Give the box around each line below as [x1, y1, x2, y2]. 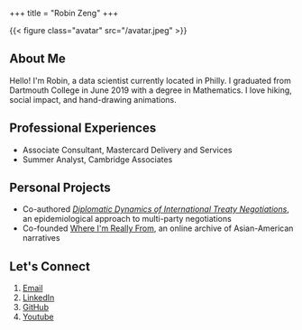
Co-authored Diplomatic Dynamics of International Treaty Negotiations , [22, 204, 290, 215]
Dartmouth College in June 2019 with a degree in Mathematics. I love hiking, [9, 85, 293, 96]
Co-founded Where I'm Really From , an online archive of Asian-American [22, 223, 294, 234]
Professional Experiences [9, 121, 157, 136]
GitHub [22, 302, 50, 313]
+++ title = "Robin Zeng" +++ [9, 8, 119, 18]
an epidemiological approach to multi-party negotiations [22, 214, 232, 225]
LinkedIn [22, 292, 55, 303]
